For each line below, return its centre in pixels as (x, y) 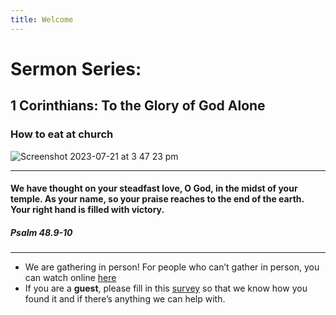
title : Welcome (42, 19)
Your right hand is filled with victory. (87, 210)
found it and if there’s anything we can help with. (125, 299)
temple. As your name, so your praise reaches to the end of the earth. (157, 199)
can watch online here (70, 278)
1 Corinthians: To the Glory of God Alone (138, 106)
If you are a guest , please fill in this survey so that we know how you (166, 288)
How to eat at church (62, 134)
